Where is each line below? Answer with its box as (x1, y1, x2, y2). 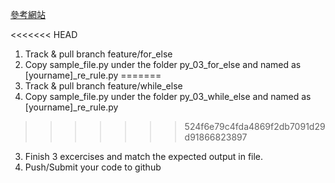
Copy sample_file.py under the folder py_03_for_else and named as (24, 59, 302, 70)
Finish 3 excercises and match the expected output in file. (24, 151, 264, 162)
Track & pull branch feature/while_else (24, 80, 183, 92)
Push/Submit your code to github (24, 161, 162, 173)
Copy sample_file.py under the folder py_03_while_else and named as (24, 91, 312, 102)
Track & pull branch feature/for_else (24, 48, 173, 60)
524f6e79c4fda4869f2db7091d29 (184, 121, 326, 132)
